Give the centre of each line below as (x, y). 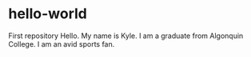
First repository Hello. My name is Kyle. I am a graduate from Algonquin (126, 36)
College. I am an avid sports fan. (62, 44)
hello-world (48, 14)
